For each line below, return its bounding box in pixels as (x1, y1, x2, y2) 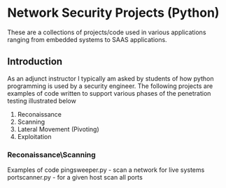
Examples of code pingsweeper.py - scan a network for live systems (7, 166, 205, 174)
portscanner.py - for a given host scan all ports (7, 173, 143, 182)
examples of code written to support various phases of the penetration (7, 89, 211, 97)
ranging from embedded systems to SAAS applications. (7, 35, 167, 43)
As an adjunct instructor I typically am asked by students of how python (7, 74, 214, 82)
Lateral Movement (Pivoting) (17, 124, 99, 133)
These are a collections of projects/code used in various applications (7, 28, 206, 36)
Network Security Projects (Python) (7, 5, 220, 21)
